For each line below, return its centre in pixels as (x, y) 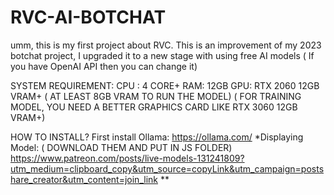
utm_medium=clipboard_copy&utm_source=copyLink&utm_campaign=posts (167, 168)
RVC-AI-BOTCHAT (88, 17)
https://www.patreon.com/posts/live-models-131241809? (127, 158)
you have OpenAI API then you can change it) (104, 66)
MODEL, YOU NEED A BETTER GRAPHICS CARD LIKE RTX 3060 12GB (154, 107)
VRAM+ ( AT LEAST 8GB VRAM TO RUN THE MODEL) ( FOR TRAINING (156, 96)
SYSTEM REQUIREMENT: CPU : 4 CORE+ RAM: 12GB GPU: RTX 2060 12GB (165, 85)
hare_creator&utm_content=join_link (84, 179)
